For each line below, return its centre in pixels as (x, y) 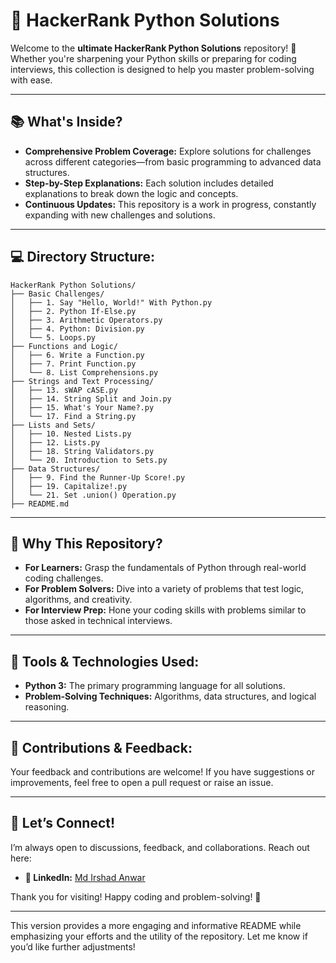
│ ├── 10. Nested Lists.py (71, 434)
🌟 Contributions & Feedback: (101, 747)
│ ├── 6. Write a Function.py (77, 355)
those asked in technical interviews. (98, 621)
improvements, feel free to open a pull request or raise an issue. (142, 782)
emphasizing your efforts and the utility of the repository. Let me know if (159, 936)
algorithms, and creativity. (78, 600)
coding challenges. (64, 578)
